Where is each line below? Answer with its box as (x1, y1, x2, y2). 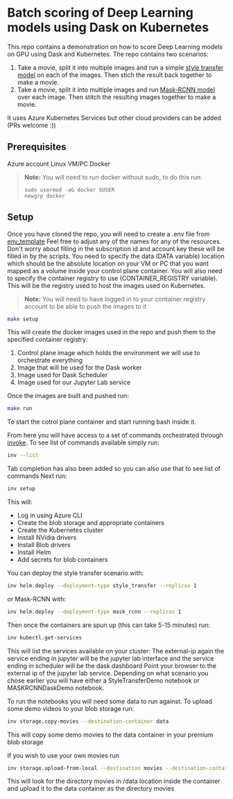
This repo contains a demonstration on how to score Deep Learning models (7, 42, 223, 51)
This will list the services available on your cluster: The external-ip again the (7, 646, 225, 655)
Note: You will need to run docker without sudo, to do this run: (24, 173, 202, 181)
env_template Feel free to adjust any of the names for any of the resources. (7, 237, 222, 246)
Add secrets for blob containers (17, 556, 108, 564)
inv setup (7, 486, 36, 492)
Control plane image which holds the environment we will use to (17, 349, 200, 357)
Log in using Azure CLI (17, 511, 83, 519)
